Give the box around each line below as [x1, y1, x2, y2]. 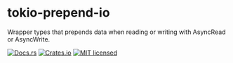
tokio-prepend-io [7, 5, 110, 21]
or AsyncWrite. [7, 35, 51, 43]
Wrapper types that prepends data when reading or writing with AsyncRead [7, 28, 226, 36]
